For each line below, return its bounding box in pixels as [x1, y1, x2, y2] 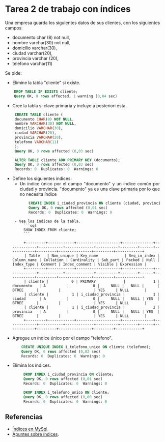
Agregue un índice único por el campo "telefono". [12, 335, 113, 341]
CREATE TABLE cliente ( [14, 112, 63, 117]
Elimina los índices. [12, 362, 52, 368]
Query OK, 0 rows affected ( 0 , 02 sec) [21, 349, 101, 354]
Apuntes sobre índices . [12, 431, 59, 437]
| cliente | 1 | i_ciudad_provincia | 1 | [24, 292, 161, 297]
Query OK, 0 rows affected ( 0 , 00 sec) [23, 394, 103, 399]
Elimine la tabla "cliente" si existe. [12, 80, 81, 86]
